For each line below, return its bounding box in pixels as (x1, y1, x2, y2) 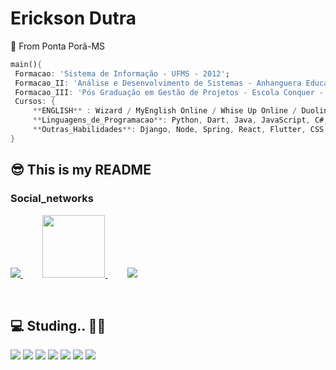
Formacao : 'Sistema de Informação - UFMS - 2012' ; (14, 68, 230, 79)
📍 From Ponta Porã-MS (10, 40, 106, 52)
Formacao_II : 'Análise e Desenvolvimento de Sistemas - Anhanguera (14, 78, 302, 88)
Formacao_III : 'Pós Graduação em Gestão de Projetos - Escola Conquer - (14, 87, 325, 97)
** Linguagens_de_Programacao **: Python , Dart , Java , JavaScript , (32, 115, 311, 126)
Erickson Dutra (10, 7, 137, 30)
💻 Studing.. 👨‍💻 (10, 317, 107, 334)
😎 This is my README (10, 162, 152, 179)
